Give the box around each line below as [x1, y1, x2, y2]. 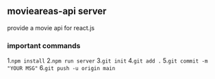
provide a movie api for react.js [7, 23, 94, 32]
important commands [7, 41, 81, 50]
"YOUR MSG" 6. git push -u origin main [7, 64, 116, 72]
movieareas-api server [7, 5, 107, 17]
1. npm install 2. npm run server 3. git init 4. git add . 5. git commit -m [7, 56, 208, 65]
